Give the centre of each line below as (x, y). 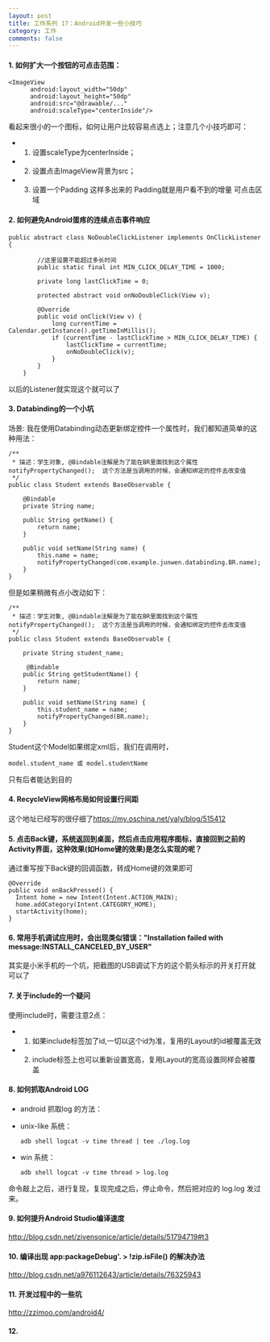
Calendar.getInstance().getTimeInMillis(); (83, 330)
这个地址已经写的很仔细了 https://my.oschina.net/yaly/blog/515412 (117, 819)
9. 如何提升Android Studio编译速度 (66, 1219)
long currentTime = (84, 323)
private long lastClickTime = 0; (93, 281)
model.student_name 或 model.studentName (78, 763)
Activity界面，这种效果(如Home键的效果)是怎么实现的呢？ (106, 849)
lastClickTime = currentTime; (116, 345)
